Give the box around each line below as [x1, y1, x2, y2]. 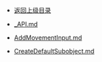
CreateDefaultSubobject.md [13, 47, 95, 55]
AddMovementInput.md [13, 33, 82, 42]
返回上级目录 [13, 6, 51, 14]
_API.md [13, 20, 38, 28]
